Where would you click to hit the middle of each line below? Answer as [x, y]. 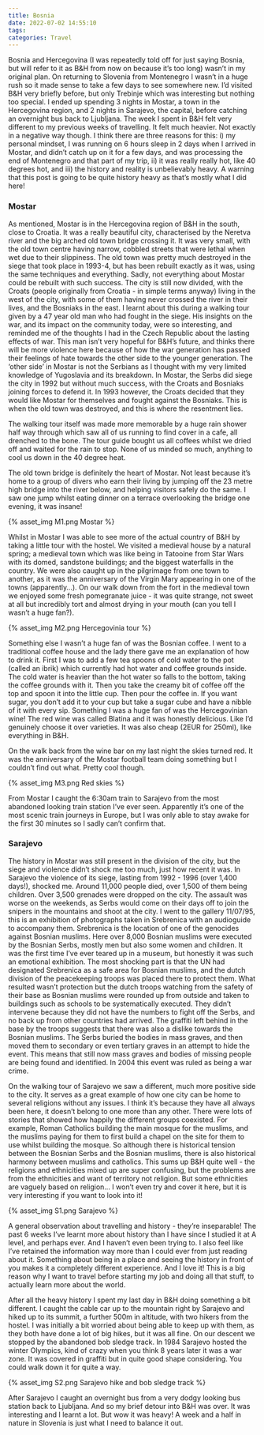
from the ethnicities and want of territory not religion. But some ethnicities [128, 1178]
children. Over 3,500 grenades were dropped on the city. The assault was [128, 895]
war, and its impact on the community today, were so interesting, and [120, 324]
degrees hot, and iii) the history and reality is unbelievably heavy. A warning [131, 169]
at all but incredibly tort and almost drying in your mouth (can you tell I [122, 604]
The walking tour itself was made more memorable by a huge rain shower [128, 424]
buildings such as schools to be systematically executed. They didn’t [120, 1004]
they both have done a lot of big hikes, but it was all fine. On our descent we [132, 1333]
